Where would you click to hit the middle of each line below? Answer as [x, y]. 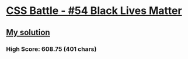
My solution [28, 32]
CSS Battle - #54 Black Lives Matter [94, 11]
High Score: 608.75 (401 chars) [51, 49]
